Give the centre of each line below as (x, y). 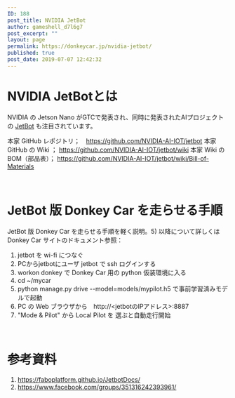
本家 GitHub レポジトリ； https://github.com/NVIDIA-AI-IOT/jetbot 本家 (112, 140)
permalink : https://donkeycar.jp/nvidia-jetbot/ (80, 46)
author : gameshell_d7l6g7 (45, 27)
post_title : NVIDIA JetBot (47, 20)
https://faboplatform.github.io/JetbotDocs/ (79, 379)
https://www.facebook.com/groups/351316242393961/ (97, 387)
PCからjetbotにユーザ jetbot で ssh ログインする (87, 263)
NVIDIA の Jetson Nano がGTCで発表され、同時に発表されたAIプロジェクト (116, 117)
